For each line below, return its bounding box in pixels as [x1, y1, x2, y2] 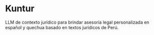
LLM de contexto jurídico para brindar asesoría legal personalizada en [5, 19, 149, 25]
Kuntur [5, 3, 35, 14]
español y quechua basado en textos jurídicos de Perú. [5, 24, 119, 30]
